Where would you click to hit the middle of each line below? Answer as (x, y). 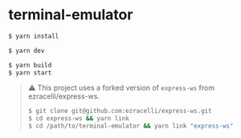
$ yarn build (30, 65)
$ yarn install (34, 36)
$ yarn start (30, 73)
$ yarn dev (27, 51)
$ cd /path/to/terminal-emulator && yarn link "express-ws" (131, 126)
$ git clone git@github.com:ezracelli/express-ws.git (120, 111)
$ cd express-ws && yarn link (79, 119)
